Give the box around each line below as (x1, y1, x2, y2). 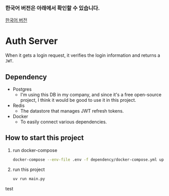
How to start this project (5, 134, 84, 142)
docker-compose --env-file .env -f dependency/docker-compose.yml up (12, 157, 164, 162)
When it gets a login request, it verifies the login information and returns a (5, 52, 160, 58)
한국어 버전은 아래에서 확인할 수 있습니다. (5, 4, 100, 11)
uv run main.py (12, 176, 45, 181)
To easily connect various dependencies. (20, 119, 107, 125)
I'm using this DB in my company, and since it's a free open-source (20, 92, 162, 98)
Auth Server (5, 35, 58, 47)
